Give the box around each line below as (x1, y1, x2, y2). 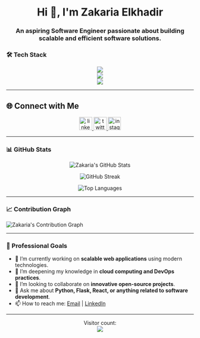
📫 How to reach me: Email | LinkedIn (14, 300, 106, 307)
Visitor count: (83, 319, 117, 327)
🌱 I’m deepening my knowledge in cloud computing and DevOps (14, 268, 174, 275)
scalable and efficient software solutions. (38, 34, 162, 42)
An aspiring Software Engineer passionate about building (15, 27, 185, 35)
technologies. (14, 262, 49, 269)
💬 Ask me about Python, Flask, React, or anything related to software (14, 287, 189, 294)
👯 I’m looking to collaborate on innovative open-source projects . (14, 281, 176, 288)
